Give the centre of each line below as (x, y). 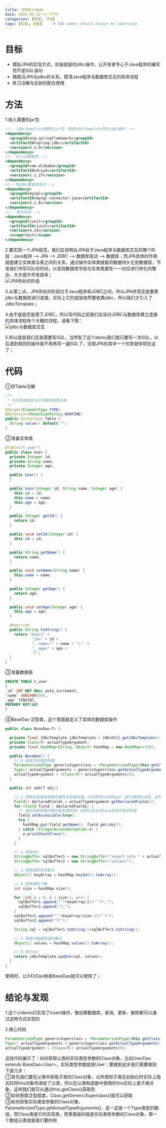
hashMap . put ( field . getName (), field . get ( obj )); (73, 825)
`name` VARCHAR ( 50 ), (26, 696)
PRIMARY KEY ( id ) (22, 705)
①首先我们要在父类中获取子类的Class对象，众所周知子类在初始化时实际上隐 (83, 1077)
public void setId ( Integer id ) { (44, 534)
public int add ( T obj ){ (34, 788)
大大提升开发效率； (33, 275)
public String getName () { (37, 552)
